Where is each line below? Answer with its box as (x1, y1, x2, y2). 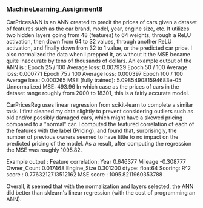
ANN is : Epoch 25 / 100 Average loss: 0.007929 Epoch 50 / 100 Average (6, 64, 188, 71)
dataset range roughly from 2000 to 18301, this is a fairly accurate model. (6, 90, 190, 97)
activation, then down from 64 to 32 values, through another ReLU (6, 38, 172, 45)
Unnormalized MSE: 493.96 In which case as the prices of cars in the (6, 83, 179, 90)
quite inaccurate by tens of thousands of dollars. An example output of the (6, 57, 192, 65)
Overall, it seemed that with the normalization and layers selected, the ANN (6, 183, 194, 190)
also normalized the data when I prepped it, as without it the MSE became (6, 51, 191, 58)
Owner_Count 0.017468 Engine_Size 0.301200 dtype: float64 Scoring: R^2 (6, 164, 191, 172)
